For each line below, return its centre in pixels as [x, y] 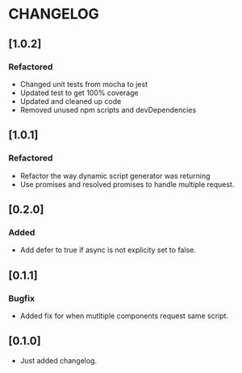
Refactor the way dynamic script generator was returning [115, 176]
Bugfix [21, 298]
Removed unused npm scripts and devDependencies [108, 110]
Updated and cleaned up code [71, 101]
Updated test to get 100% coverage [79, 93]
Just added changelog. [58, 360]
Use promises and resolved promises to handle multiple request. [127, 184]
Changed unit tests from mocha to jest [83, 84]
